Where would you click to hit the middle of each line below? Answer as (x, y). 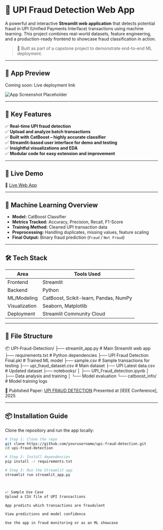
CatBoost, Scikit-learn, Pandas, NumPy (87, 298)
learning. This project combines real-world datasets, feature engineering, (78, 34)
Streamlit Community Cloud (74, 314)
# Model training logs (26, 381)
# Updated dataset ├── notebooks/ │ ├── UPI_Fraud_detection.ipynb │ (77, 371)
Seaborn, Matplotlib (65, 306)
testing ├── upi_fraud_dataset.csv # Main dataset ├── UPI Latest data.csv (80, 365)
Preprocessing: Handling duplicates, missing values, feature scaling (80, 232)
